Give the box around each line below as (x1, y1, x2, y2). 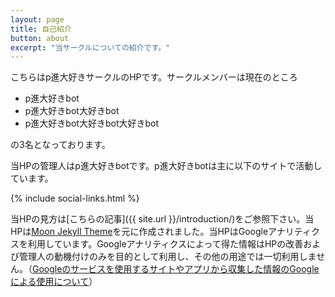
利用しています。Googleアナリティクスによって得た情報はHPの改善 (27, 238, 304, 250)
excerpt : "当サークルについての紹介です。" (10, 42, 171, 53)
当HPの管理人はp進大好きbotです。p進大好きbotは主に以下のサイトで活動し (10, 160, 323, 172)
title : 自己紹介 (10, 24, 72, 34)
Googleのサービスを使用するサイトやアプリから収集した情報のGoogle (32, 263, 320, 275)
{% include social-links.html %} (10, 192, 140, 205)
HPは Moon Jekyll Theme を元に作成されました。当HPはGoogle (10, 226, 269, 238)
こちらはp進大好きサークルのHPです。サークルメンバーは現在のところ (10, 71, 298, 83)
